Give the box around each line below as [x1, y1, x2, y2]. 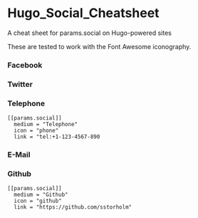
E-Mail [7, 150, 31, 160]
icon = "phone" [14, 127, 59, 135]
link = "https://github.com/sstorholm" [14, 204, 132, 211]
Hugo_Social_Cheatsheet [7, 5, 160, 21]
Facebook [7, 60, 43, 70]
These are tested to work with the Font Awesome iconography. [7, 42, 192, 51]
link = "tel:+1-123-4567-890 [14, 133, 100, 140]
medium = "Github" [14, 191, 69, 199]
